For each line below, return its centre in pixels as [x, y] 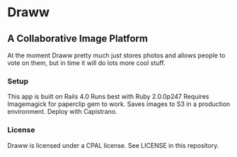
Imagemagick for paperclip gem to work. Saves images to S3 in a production [119, 104]
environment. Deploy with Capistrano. [63, 112]
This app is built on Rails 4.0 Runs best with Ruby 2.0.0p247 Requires [108, 97]
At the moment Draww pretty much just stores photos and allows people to [116, 55]
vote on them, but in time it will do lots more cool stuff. [86, 63]
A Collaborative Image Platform [78, 39]
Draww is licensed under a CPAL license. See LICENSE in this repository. [113, 145]
